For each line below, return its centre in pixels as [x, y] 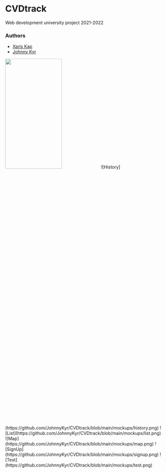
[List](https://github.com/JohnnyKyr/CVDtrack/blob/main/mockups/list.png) [83, 433]
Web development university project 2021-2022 [54, 23]
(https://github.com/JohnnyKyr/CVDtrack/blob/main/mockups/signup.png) [82, 454]
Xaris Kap [22, 47]
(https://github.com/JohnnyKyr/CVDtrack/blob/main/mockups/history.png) [82, 428]
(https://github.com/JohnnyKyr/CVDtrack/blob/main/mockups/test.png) [79, 465]
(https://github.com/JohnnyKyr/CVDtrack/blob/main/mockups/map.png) [79, 444]
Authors [15, 36]
